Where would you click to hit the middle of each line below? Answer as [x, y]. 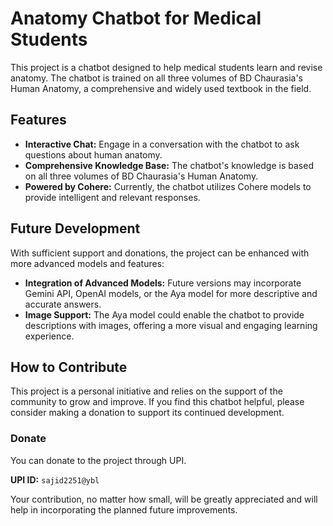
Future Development [75, 228]
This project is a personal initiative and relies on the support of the [146, 391]
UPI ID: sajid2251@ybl [55, 479]
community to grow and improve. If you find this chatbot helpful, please [157, 402]
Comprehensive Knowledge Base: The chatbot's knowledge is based [169, 165]
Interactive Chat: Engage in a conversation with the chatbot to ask [162, 144]
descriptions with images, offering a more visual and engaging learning [171, 325]
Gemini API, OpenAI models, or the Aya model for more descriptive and [171, 293]
